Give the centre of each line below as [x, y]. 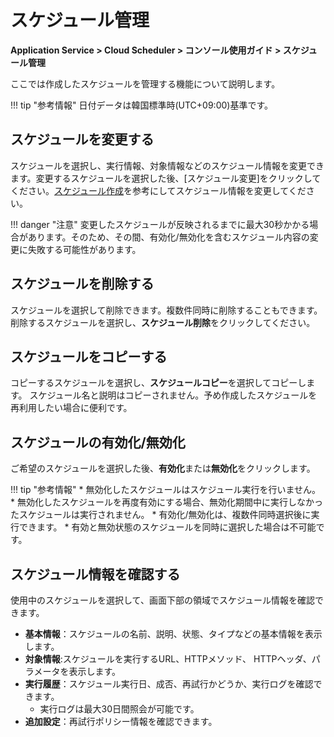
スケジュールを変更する [82, 139]
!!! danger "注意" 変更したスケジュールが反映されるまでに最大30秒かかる [160, 224]
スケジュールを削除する [82, 284]
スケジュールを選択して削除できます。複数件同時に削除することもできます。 [166, 310]
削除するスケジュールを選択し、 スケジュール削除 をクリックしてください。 [163, 322]
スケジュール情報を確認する [95, 574]
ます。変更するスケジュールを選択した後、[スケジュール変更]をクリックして [166, 178]
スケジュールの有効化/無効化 [98, 442]
